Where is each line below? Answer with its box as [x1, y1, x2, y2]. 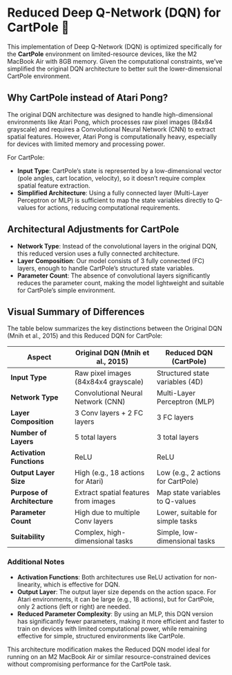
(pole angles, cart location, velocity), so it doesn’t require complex [17, 174, 206, 182]
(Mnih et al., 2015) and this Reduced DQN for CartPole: [7, 332, 163, 340]
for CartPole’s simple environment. [17, 286, 116, 294]
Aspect [27, 352, 52, 362]
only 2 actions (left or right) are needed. [17, 602, 131, 611]
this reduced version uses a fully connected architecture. [17, 249, 180, 258]
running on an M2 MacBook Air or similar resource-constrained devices [7, 652, 211, 660]
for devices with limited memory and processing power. [7, 140, 166, 148]
